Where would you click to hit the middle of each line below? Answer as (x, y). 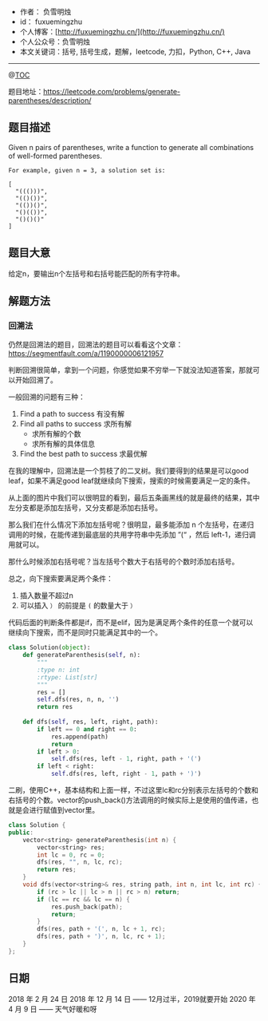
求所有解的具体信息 (63, 444)
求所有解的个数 (56, 434)
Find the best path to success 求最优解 (83, 454)
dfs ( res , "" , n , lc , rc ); (80, 862)
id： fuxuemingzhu (51, 22)
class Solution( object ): (49, 648)
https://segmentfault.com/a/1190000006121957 (86, 354)
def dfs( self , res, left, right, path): (91, 722)
